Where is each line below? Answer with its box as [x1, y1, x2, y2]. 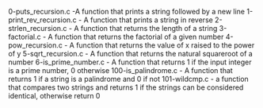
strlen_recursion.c [8, 24, 67, 33]
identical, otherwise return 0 [8, 91, 101, 100]
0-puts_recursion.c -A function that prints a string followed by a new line [8, 7, 246, 16]
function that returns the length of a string [80, 24, 218, 33]
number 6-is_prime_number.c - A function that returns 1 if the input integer [8, 57, 252, 67]
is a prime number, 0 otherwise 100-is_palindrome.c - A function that [8, 66, 234, 75]
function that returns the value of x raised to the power [76, 40, 255, 50]
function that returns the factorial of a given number [54, 32, 224, 41]
